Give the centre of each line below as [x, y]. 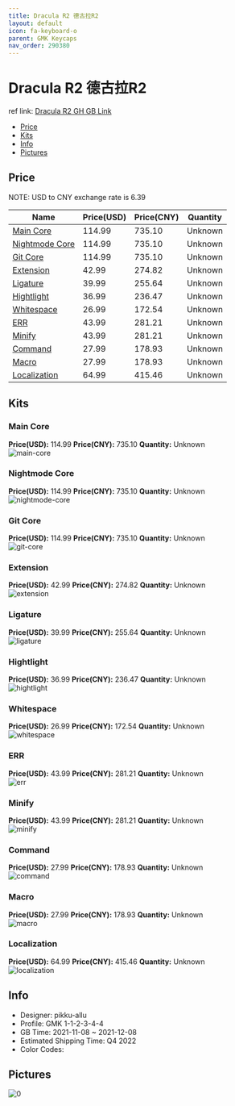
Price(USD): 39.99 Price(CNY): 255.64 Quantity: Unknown [107, 632]
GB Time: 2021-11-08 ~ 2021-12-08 [78, 1032]
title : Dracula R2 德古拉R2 [54, 16]
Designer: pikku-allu [53, 1015]
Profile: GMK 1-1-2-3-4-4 [62, 1023]
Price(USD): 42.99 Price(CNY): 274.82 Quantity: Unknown [107, 585]
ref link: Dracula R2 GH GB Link [60, 111]
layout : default [35, 23]
